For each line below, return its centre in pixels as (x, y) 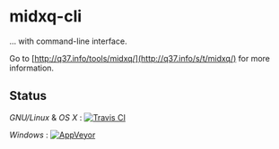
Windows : (29, 135)
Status (28, 96)
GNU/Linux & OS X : (46, 117)
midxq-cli (46, 17)
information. (32, 68)
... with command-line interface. (68, 41)
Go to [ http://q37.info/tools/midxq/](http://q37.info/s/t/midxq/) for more (140, 58)
